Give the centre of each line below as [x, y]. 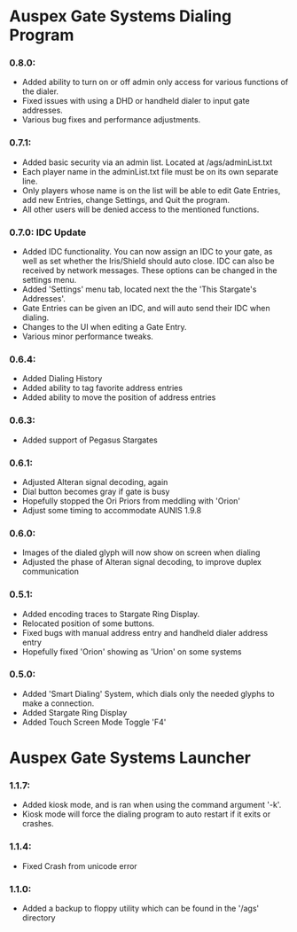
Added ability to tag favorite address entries [102, 388]
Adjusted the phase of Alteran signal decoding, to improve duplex [141, 562]
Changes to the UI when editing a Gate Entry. [105, 327]
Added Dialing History [62, 379]
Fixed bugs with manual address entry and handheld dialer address [145, 632]
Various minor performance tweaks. [87, 337]
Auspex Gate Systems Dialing [121, 16]
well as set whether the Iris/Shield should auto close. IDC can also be [148, 261]
